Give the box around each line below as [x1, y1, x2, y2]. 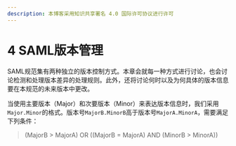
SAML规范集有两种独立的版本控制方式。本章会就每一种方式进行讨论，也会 [7, 67, 222, 75]
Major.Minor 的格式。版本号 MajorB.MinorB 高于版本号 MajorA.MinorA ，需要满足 [7, 108, 228, 116]
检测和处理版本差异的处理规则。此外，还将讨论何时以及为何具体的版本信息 [13, 75, 229, 84]
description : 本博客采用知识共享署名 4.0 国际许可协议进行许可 [7, 10, 174, 17]
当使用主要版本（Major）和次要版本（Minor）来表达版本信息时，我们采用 [7, 99, 219, 108]
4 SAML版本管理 [7, 43, 104, 58]
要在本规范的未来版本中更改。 [7, 85, 93, 93]
